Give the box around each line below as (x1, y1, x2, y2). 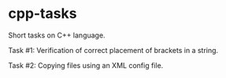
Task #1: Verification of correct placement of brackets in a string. (8, 45, 219, 55)
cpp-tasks (8, 5, 77, 23)
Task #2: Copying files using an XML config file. (8, 60, 164, 70)
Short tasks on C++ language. (8, 30, 106, 40)
